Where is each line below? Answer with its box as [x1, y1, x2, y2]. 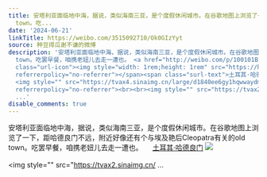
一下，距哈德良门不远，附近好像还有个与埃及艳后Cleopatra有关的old [21, 133, 246, 143]
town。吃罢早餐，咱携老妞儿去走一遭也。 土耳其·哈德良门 [8, 143, 204, 152]
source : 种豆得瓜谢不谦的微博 [8, 41, 97, 49]
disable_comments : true [8, 100, 87, 108]
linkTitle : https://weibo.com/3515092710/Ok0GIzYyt [8, 33, 183, 42]
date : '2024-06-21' [8, 26, 73, 34]
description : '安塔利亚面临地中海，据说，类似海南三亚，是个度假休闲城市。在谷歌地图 [8, 48, 260, 56]
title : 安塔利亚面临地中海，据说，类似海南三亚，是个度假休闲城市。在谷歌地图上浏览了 [8, 11, 258, 20]
